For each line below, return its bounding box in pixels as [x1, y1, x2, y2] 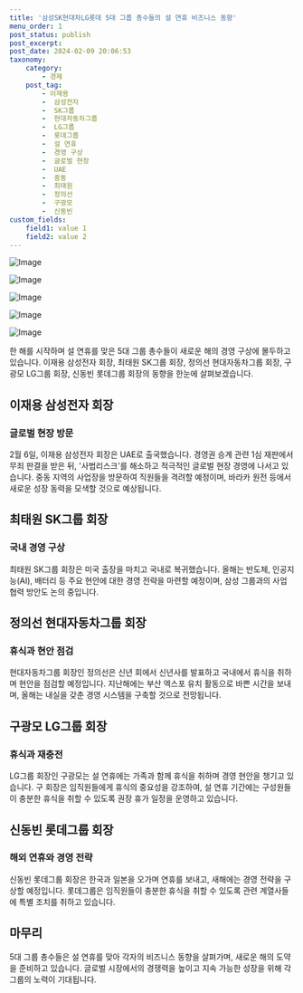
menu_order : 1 [9, 22, 63, 31]
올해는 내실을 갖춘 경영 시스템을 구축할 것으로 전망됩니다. [21, 690, 222, 701]
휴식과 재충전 [9, 748, 63, 760]
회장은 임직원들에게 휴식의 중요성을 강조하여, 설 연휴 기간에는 [44, 782, 260, 793]
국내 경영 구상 [9, 541, 66, 554]
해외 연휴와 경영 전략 [9, 852, 93, 864]
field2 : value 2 [25, 232, 88, 241]
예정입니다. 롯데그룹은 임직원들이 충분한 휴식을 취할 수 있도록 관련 [25, 884, 258, 896]
